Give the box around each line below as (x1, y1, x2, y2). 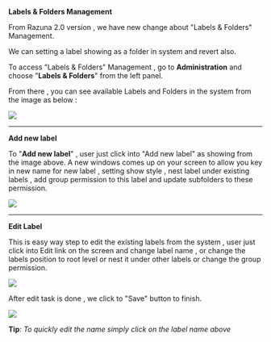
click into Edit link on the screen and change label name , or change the (8, 246, 246, 255)
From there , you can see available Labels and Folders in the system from (8, 86, 252, 96)
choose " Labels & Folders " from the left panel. (8, 71, 164, 80)
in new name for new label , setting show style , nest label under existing (8, 166, 250, 176)
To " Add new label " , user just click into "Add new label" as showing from (8, 149, 252, 158)
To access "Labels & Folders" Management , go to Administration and (8, 62, 242, 72)
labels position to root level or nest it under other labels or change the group (8, 254, 261, 264)
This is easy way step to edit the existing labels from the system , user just (8, 237, 256, 247)
